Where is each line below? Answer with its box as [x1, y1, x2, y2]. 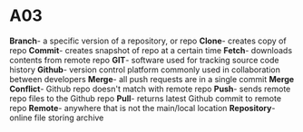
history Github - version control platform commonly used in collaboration [9, 64, 281, 75]
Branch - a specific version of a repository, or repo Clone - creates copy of [9, 35, 288, 46]
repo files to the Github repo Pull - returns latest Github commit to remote [9, 92, 282, 104]
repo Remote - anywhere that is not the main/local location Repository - [9, 102, 276, 113]
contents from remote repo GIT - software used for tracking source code [9, 54, 279, 65]
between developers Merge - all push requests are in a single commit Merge [9, 73, 295, 84]
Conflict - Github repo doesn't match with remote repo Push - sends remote [9, 83, 291, 94]
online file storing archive [9, 112, 104, 123]
